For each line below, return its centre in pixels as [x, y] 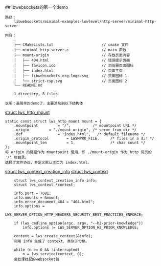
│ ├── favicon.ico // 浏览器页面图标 [74, 65]
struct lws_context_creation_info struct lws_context [57, 172]
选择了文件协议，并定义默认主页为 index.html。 [48, 163]
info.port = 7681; [33, 193]
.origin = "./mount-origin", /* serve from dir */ [75, 130]
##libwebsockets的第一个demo [37, 7]
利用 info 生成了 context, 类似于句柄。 [51, 241]
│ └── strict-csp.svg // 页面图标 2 [70, 81]
